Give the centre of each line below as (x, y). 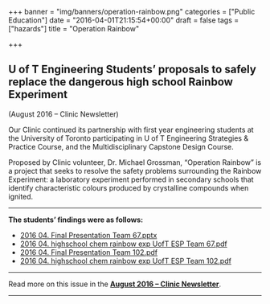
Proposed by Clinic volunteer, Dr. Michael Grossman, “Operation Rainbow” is (135, 162)
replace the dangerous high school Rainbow (121, 82)
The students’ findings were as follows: (76, 220)
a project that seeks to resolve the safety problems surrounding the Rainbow (135, 170)
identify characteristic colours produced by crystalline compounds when (129, 187)
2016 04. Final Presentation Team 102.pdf (89, 252)
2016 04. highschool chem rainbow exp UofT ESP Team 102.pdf (125, 261)
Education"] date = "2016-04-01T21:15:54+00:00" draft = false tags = (124, 20)
